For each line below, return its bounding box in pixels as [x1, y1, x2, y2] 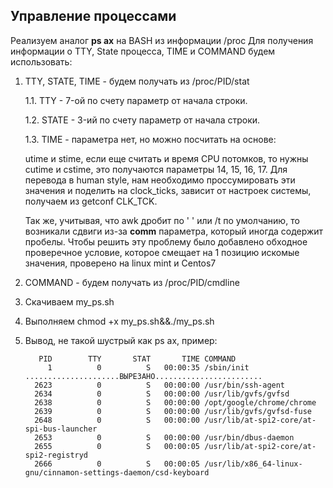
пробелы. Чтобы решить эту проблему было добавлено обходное [24, 235, 308, 248]
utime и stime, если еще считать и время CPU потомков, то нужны [24, 152, 309, 164]
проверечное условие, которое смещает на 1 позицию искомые [24, 246, 300, 258]
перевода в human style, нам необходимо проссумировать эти [24, 174, 296, 186]
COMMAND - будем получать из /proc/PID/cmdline [24, 276, 240, 288]
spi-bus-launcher [24, 424, 98, 434]
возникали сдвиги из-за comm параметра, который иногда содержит [24, 225, 324, 237]
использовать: [10, 55, 73, 68]
